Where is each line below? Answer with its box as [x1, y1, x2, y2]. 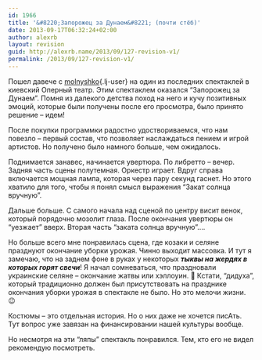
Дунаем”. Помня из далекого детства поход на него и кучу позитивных [8, 93, 246, 103]
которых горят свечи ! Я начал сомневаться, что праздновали [8, 262, 217, 271]
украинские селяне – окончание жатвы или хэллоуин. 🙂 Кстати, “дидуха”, [8, 271, 254, 280]
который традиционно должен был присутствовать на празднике [8, 279, 228, 289]
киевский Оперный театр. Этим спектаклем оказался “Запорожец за [8, 85, 240, 94]
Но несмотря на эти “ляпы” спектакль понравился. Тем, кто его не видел [8, 334, 254, 344]
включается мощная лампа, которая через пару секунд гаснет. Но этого [8, 173, 252, 183]
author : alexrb [8, 33, 58, 42]
